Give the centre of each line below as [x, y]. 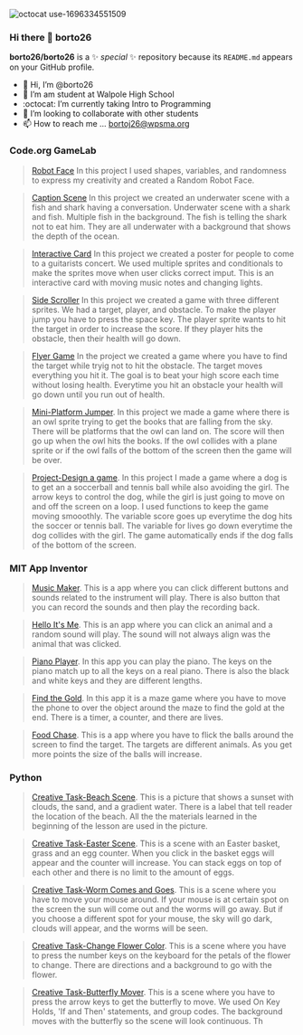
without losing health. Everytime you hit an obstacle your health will [157, 385]
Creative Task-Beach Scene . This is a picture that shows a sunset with [162, 797]
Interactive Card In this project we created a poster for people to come [163, 253]
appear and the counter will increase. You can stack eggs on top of [156, 863]
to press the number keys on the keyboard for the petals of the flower [161, 955]
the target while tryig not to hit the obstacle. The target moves [147, 366]
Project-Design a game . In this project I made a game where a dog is [159, 477]
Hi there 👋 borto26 [51, 37]
